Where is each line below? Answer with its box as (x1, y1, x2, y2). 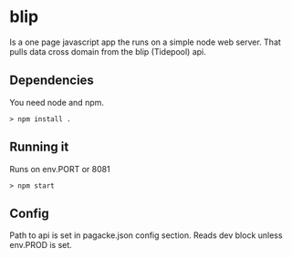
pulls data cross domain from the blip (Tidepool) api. (9, 46, 207, 57)
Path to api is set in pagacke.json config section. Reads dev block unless (9, 230, 283, 241)
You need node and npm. (9, 97, 105, 108)
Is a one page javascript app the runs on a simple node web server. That (9, 36, 281, 47)
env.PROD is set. (9, 240, 73, 251)
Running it (9, 139, 69, 155)
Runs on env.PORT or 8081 (9, 163, 111, 174)
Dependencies (9, 73, 94, 88)
